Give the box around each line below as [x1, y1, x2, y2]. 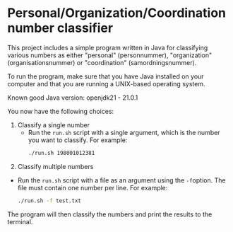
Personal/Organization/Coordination [7, 5, 227, 21]
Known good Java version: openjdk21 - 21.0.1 [7, 93, 138, 102]
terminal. [7, 217, 33, 226]
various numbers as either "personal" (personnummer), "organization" [7, 51, 213, 59]
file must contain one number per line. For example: [17, 183, 168, 192]
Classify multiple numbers [17, 162, 94, 170]
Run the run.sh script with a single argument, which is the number [28, 128, 220, 137]
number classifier [7, 20, 114, 36]
